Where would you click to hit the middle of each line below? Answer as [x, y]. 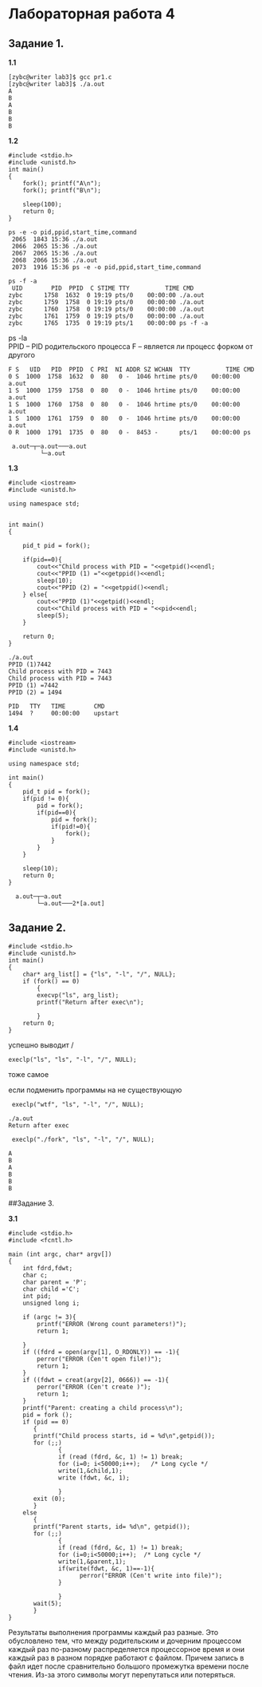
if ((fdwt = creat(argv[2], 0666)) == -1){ [96, 1380]
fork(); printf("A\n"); [62, 184]
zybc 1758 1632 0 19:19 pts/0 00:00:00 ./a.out [106, 295]
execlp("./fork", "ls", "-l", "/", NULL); [83, 1139]
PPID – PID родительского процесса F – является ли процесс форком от [131, 347]
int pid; [37, 1296]
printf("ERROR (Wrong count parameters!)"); [112, 1324]
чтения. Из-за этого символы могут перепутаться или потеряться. [122, 1674]
